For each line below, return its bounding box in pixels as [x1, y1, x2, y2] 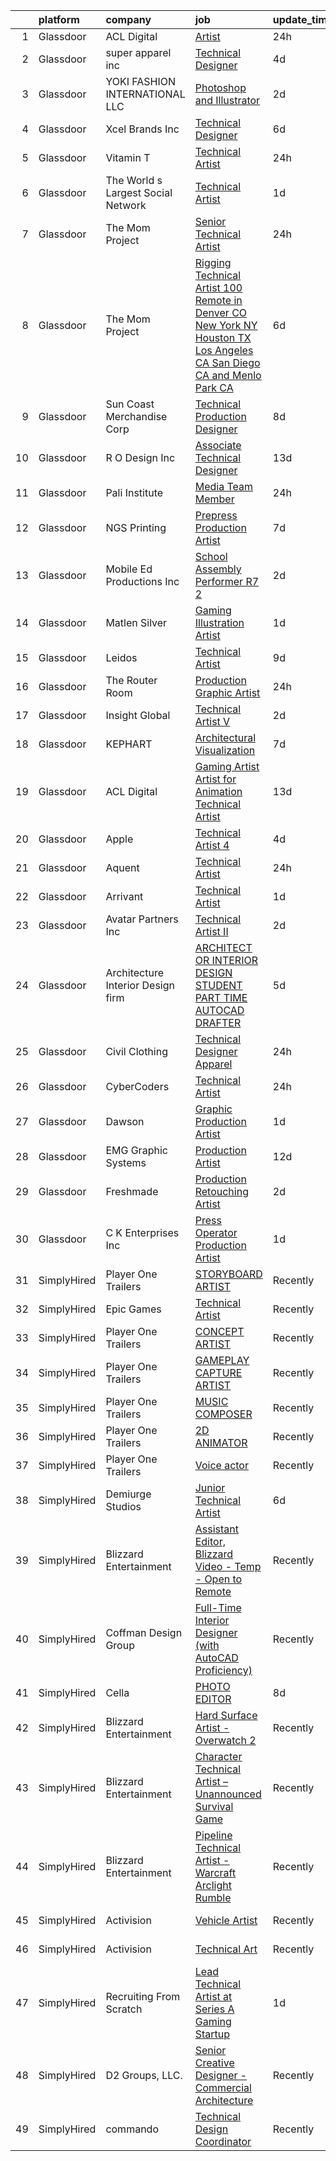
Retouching [194, 1185, 249, 1198]
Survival [194, 1800, 234, 1813]
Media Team [194, 480, 253, 493]
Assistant [194, 1522, 239, 1536]
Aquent [105, 861, 140, 874]
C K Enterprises [105, 1226, 180, 1239]
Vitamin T [105, 151, 151, 164]
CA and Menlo [194, 369, 262, 382]
